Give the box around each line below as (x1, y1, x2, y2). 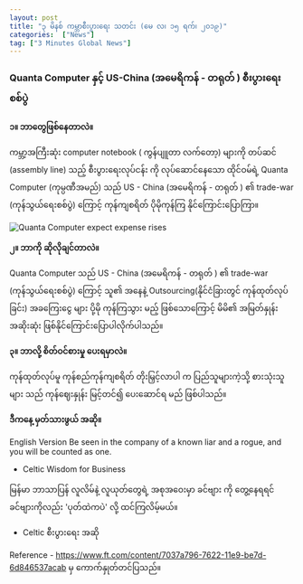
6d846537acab (9, 561, 67, 572)
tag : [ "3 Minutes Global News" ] (9, 38, 131, 48)
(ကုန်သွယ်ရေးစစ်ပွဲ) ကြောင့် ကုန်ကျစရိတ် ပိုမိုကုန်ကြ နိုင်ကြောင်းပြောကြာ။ (9, 199, 260, 210)
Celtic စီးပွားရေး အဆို (22, 526, 99, 538)
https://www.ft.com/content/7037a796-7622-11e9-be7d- (55, 549, 267, 560)
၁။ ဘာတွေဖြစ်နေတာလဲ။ (9, 121, 94, 132)
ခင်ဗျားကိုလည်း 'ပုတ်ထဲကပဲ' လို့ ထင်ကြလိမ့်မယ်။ (9, 501, 178, 512)
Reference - (9, 549, 54, 560)
